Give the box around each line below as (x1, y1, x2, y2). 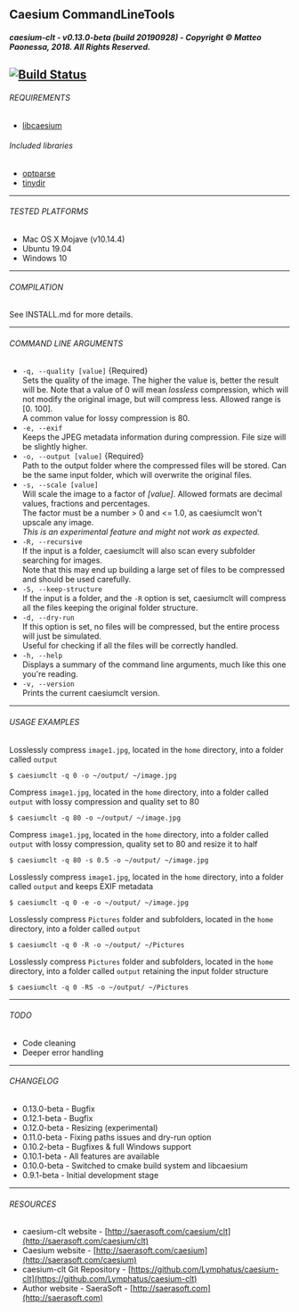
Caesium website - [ (21, 1245, 97, 1256)
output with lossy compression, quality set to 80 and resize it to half (9, 838, 258, 849)
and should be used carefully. (21, 574, 132, 585)
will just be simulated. (21, 631, 102, 641)
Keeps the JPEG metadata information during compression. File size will (21, 432, 287, 442)
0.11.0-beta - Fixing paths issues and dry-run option (21, 1132, 212, 1143)
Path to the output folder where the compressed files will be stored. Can (21, 460, 287, 471)
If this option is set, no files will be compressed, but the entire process (21, 622, 280, 632)
